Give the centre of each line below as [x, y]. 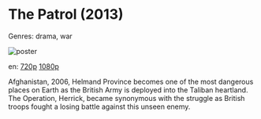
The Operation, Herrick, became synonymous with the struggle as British [127, 98]
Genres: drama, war [40, 36]
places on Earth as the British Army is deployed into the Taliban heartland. [128, 90]
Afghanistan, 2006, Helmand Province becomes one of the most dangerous [131, 81]
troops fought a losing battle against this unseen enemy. [99, 106]
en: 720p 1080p [34, 66]
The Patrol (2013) [66, 14]
